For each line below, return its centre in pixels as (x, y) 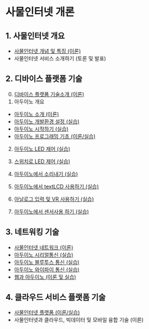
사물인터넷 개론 (40, 12)
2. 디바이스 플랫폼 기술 (44, 79)
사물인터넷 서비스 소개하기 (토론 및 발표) (60, 58)
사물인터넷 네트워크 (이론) (44, 247)
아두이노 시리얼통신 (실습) (44, 255)
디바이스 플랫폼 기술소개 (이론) (49, 94)
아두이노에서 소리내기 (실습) (46, 174)
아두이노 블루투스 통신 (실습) (47, 262)
